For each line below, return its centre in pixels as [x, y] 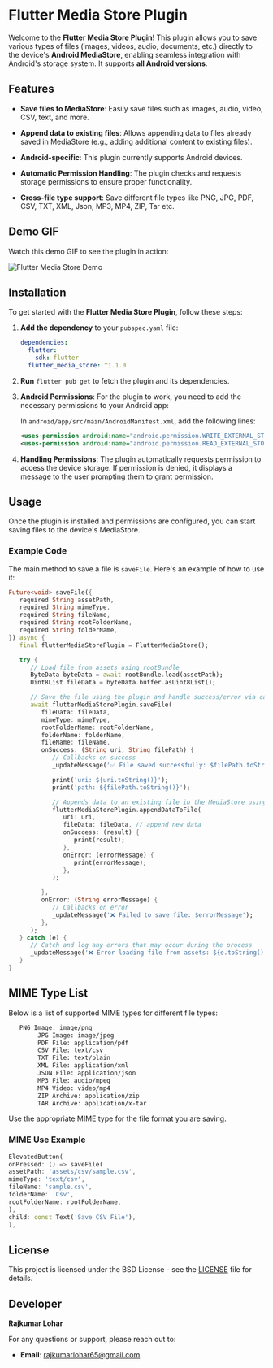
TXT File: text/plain [74, 1058]
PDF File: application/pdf [83, 1043]
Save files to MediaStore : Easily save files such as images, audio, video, [141, 108]
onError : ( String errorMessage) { [100, 900]
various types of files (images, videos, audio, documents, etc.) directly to [131, 46]
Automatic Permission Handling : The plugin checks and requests [131, 173]
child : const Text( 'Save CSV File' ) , [72, 1217]
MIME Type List [48, 993]
